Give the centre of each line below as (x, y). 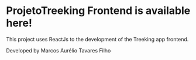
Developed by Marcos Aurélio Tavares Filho (59, 50)
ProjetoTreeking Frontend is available (98, 11)
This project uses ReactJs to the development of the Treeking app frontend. (97, 39)
